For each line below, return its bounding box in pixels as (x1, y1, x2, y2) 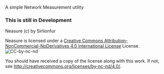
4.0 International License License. (70, 43, 140, 49)
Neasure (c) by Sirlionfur (5, 28, 56, 34)
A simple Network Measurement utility (5, 4, 84, 10)
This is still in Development (5, 16, 72, 23)
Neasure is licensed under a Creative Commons (5, 37, 104, 44)
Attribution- (104, 37, 128, 44)
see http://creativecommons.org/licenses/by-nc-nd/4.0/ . (5, 63, 122, 69)
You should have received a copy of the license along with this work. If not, (5, 58, 160, 64)
